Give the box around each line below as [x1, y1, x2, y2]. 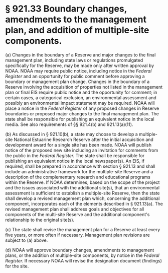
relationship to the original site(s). [5, 217, 75, 223]
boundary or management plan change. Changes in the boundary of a [5, 79, 150, 85]
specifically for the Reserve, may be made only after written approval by [5, 62, 154, 69]
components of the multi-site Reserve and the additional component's [5, 211, 150, 217]
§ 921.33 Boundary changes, [5, 3, 127, 15]
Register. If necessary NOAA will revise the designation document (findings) [5, 257, 162, 263]
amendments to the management [5, 14, 147, 25]
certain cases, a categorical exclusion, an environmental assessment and [5, 94, 156, 101]
